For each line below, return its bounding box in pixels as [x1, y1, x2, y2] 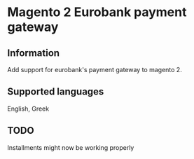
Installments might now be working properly [7, 143, 134, 151]
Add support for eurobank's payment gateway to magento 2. [7, 66, 182, 74]
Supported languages [7, 85, 104, 98]
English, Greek [7, 104, 50, 113]
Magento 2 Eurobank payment [7, 4, 187, 20]
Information [7, 47, 60, 59]
